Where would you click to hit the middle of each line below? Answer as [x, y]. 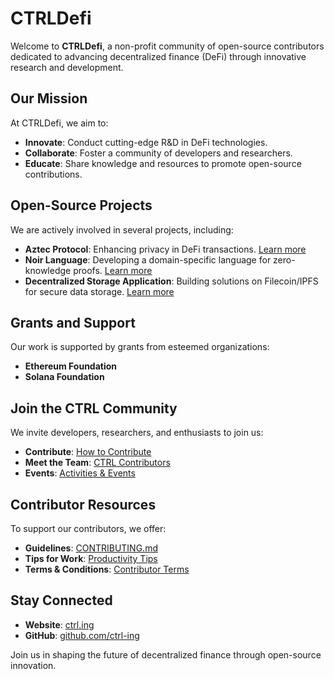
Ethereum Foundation [71, 366]
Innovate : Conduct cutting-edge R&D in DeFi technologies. [146, 142]
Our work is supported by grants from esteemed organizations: [140, 347]
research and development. [67, 67]
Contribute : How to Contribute [88, 452]
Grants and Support [73, 322]
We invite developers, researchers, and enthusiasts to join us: [137, 433]
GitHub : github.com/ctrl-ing [82, 635]
